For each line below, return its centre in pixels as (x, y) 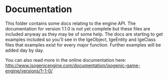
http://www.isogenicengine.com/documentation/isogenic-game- (73, 65)
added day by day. (25, 50)
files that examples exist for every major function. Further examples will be (83, 45)
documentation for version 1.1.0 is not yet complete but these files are (78, 28)
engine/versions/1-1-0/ (29, 71)
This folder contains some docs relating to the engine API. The (71, 23)
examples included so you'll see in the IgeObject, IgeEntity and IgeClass (80, 39)
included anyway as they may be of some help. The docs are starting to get (84, 34)
